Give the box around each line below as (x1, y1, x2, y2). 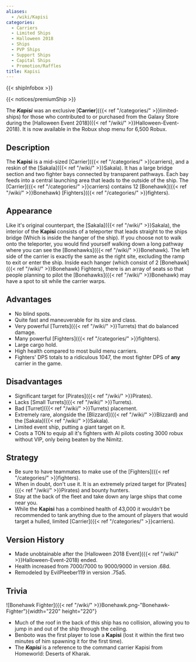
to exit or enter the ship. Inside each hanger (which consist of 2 (6, 258, 159, 266)
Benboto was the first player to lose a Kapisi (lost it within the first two (14, 631, 184, 638)
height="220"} (61, 608, 98, 615)
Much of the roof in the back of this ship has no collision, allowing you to (14, 619, 190, 626)
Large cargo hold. (14, 341, 57, 348)
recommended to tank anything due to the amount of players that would (14, 512, 188, 519)
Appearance (6, 206, 53, 216)
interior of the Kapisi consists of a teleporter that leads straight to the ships (6, 227, 188, 235)
